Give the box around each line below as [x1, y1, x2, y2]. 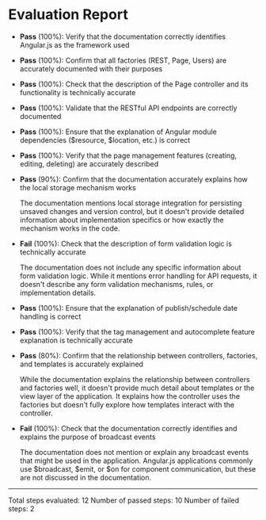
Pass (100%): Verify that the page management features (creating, [19, 151, 237, 160]
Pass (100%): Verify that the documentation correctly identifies [19, 32, 226, 41]
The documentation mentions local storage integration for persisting [19, 198, 242, 208]
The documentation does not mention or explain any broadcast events [19, 447, 249, 457]
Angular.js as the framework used [19, 40, 130, 49]
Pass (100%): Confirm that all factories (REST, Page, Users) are [19, 55, 227, 65]
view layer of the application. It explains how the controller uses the [19, 391, 240, 401]
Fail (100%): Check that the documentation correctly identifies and [19, 423, 237, 433]
